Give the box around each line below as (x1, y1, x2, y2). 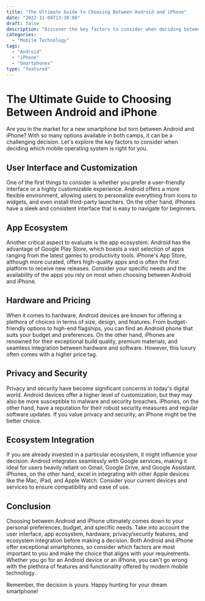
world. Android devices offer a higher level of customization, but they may (6, 391, 192, 398)
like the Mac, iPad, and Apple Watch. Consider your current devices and (6, 477, 187, 484)
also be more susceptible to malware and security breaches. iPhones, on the (6, 397, 199, 405)
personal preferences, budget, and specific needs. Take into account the (6, 524, 189, 531)
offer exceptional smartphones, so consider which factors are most (6, 544, 175, 551)
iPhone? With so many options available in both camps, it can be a (6, 132, 173, 139)
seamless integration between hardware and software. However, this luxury (6, 344, 196, 352)
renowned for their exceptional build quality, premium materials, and (6, 337, 178, 345)
